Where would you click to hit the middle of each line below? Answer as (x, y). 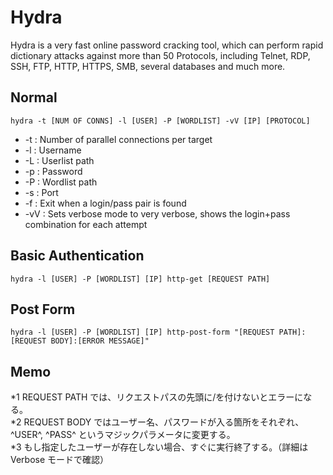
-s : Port (41, 192)
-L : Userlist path (59, 160)
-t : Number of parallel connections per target (118, 139)
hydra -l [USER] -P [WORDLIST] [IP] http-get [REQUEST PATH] (140, 279)
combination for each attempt (86, 224)
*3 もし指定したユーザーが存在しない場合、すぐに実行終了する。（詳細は (159, 447)
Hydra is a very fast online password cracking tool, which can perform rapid (167, 45)
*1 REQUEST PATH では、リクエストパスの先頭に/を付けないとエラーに (157, 397)
